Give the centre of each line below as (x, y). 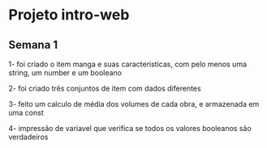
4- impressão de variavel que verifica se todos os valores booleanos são (130, 128)
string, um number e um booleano (65, 73)
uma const (26, 112)
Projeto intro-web (69, 15)
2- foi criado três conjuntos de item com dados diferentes (105, 88)
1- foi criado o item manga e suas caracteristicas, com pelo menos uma (128, 64)
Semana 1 (33, 45)
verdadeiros (28, 137)
